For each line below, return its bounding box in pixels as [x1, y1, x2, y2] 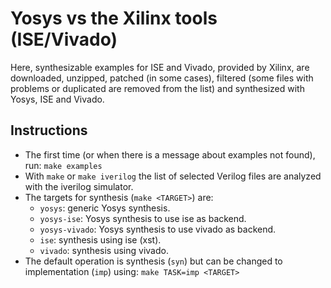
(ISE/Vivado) [10, 28, 118, 51]
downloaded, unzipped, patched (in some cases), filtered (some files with [10, 72, 314, 84]
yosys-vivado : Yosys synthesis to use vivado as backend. [39, 223, 277, 235]
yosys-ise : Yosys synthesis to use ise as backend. [39, 212, 247, 224]
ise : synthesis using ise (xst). [39, 233, 162, 246]
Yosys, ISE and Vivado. [10, 93, 105, 105]
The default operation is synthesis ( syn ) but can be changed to [24, 255, 283, 267]
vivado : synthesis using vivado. [39, 244, 169, 256]
